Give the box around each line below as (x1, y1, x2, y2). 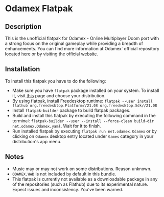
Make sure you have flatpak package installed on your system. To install (12, 88, 159, 93)
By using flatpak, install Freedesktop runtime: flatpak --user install (12, 98, 153, 104)
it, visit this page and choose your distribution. (12, 92, 106, 98)
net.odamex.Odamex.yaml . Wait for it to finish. (12, 123, 101, 129)
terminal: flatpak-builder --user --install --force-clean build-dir (12, 118, 154, 124)
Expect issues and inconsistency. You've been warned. (12, 186, 123, 192)
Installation (5, 65, 40, 73)
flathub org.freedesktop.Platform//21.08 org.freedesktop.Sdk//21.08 (12, 103, 158, 108)
